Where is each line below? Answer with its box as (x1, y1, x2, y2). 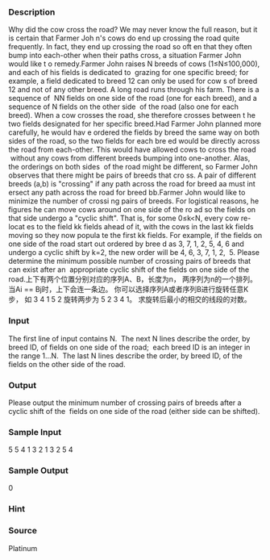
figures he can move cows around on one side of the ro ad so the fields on (8, 205, 256, 215)
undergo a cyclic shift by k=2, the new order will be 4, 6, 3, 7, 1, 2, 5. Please (8, 248, 260, 257)
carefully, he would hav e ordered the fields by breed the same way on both (8, 127, 260, 137)
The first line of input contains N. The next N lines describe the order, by (8, 333, 251, 343)
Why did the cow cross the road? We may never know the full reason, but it (8, 25, 258, 35)
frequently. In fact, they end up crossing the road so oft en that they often (8, 42, 252, 52)
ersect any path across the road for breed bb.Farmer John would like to (8, 188, 246, 198)
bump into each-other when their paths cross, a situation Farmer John (8, 51, 242, 61)
